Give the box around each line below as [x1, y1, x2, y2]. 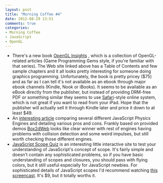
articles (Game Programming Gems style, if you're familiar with [27, 57, 154, 64]
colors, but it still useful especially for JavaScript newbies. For [12, 162, 138, 168]
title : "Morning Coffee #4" [5, 12, 63, 17]
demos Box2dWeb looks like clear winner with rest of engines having [12, 126, 152, 131]
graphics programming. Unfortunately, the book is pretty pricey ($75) [12, 73, 152, 79]
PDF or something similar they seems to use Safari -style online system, [12, 94, 157, 100]
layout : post [5, 7, 32, 12]
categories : [5, 26, 29, 30]
